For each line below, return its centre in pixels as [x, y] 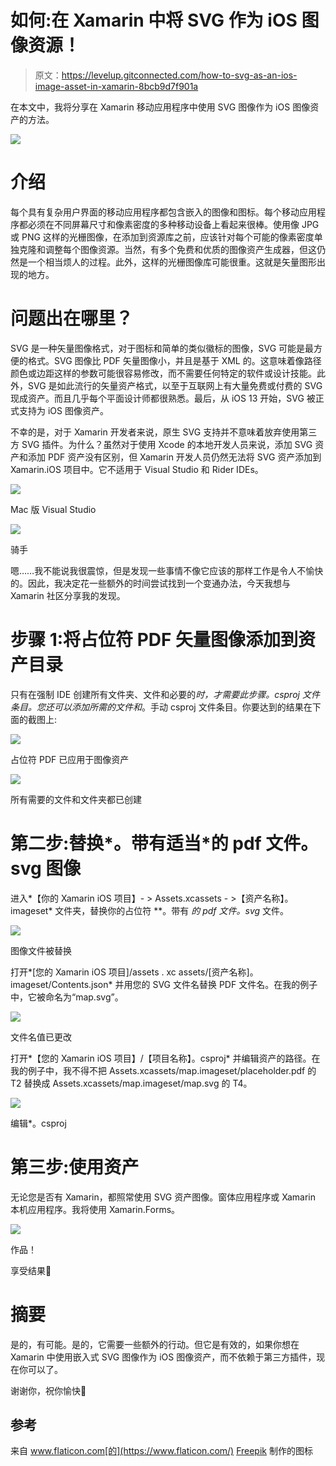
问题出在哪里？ [72, 318]
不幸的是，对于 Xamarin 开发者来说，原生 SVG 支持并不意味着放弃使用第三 [164, 432]
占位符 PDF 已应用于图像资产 [70, 759]
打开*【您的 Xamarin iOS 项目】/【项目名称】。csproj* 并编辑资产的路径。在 [165, 1058]
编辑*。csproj [38, 1123]
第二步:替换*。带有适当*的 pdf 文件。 [164, 843]
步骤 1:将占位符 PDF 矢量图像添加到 [154, 640]
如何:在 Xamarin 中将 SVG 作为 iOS [154, 20]
